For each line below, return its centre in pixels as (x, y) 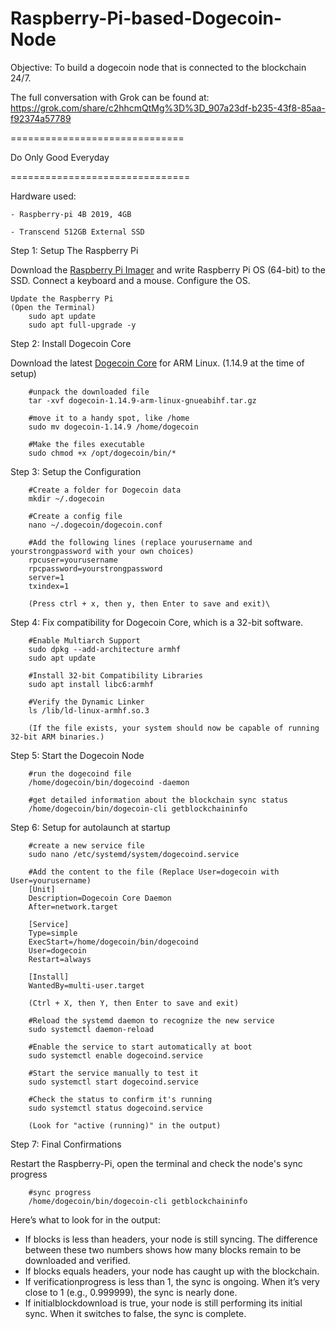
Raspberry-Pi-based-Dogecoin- (146, 18)
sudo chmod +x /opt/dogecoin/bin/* (102, 453)
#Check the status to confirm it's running (120, 1099)
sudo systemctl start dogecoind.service (113, 1082)
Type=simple (53, 933)
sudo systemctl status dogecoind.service (115, 1108)
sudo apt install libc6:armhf (91, 684)
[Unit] (42, 889)
